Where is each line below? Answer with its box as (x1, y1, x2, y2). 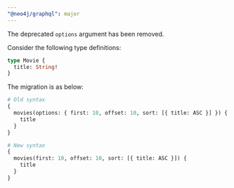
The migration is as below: (7, 82, 84, 92)
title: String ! (13, 63, 58, 70)
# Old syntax (7, 96, 46, 104)
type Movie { (7, 57, 46, 64)
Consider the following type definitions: (7, 43, 122, 51)
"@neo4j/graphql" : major (7, 10, 80, 18)
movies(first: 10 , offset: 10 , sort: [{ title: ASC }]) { (13, 155, 188, 162)
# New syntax (7, 142, 46, 149)
